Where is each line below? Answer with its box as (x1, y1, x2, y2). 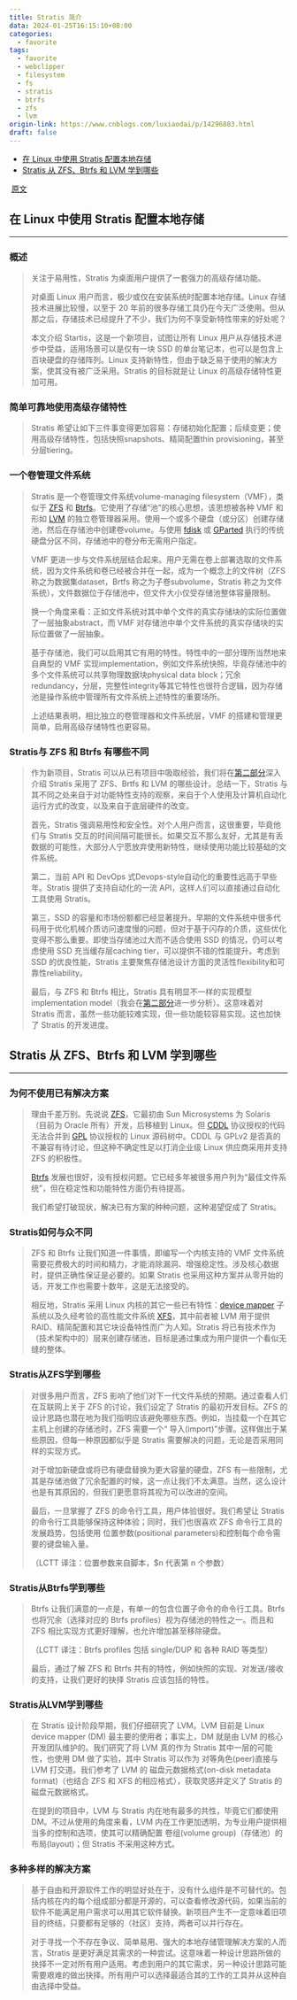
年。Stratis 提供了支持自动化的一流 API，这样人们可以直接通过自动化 (30, 882, 281, 892)
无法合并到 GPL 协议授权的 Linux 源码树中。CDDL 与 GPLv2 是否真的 (30, 1131, 281, 1141)
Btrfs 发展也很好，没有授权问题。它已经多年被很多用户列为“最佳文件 (30, 1171, 279, 1182)
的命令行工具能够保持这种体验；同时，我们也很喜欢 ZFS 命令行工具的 (30, 1516, 283, 1527)
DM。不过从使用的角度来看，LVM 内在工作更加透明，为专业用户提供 (30, 1817, 279, 1827)
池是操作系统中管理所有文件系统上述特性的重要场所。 (30, 691, 225, 702)
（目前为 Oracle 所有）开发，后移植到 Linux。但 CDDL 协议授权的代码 (30, 1119, 286, 1130)
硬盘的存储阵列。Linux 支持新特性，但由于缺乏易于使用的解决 (46, 354, 270, 365)
